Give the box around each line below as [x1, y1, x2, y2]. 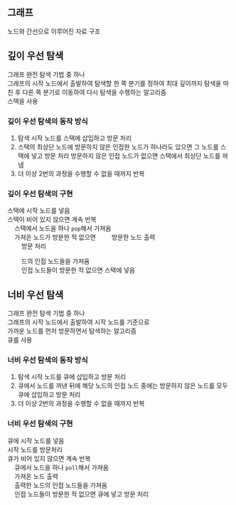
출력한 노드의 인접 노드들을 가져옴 [14, 481, 108, 489]
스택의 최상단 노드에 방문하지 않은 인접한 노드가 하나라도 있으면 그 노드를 [17, 142, 219, 151]
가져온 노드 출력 [14, 472, 58, 480]
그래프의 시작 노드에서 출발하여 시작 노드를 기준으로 [7, 318, 150, 326]
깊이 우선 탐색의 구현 [7, 188, 73, 198]
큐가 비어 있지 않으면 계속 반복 [7, 454, 91, 462]
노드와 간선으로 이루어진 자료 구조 [7, 27, 101, 36]
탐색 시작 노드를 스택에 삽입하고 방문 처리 [17, 134, 132, 142]
